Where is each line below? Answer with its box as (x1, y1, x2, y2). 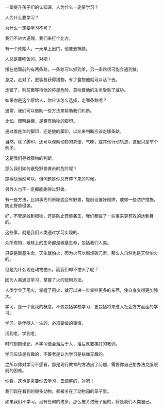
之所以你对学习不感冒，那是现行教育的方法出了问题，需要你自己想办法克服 (5, 362, 154, 367)
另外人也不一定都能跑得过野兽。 (5, 186, 69, 192)
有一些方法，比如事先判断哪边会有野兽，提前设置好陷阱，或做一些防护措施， (5, 197, 158, 202)
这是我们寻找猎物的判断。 (5, 155, 56, 161)
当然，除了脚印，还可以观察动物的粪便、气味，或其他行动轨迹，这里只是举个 (5, 139, 158, 145)
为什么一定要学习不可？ (5, 25, 52, 31)
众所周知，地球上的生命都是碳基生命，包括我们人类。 (5, 240, 112, 245)
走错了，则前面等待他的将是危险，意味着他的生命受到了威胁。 (5, 87, 129, 93)
